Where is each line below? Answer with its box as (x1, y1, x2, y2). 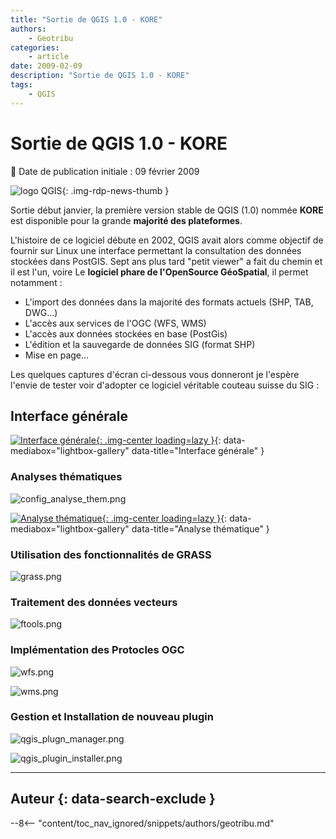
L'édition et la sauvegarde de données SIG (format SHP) (24, 338, 256, 350)
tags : (10, 80, 33, 90)
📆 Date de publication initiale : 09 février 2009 (10, 165, 200, 177)
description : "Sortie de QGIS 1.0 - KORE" (10, 71, 190, 81)
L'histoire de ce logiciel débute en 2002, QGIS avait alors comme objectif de (10, 234, 324, 246)
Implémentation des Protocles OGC (10, 643, 185, 657)
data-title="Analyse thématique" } (131, 522, 270, 535)
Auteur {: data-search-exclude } (10, 791, 216, 808)
